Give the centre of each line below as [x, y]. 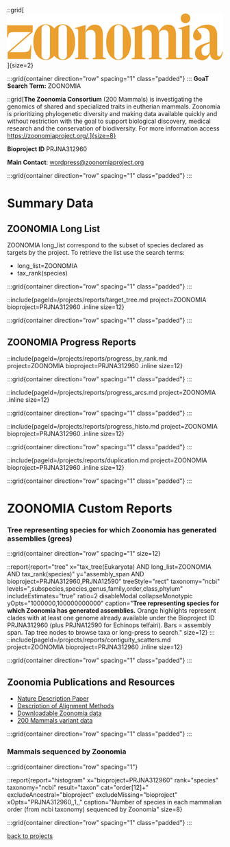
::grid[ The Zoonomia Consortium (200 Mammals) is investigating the [105, 100]
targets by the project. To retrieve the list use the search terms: [96, 253]
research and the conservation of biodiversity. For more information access [114, 128]
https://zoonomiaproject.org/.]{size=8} [62, 136]
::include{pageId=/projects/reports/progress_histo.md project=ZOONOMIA [112, 426]
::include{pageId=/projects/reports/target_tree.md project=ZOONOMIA [107, 300]
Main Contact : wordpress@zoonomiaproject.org [76, 162]
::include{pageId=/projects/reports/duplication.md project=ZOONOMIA [107, 460]
